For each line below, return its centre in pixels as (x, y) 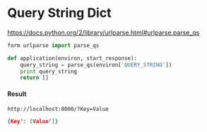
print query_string (49, 71)
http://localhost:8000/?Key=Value (58, 109)
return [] (35, 78)
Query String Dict (59, 13)
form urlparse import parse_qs (53, 45)
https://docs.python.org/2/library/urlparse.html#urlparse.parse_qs (103, 32)
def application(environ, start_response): (72, 58)
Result (17, 94)
